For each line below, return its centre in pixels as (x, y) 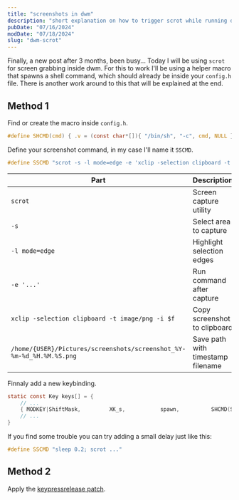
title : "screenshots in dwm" (51, 14)
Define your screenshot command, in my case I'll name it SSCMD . (100, 150)
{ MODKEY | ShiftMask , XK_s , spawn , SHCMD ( (126, 410)
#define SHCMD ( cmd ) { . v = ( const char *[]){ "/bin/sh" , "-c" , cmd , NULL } (121, 136)
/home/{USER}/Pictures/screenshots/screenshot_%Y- (99, 349)
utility (202, 209)
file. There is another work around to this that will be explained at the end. (116, 83)
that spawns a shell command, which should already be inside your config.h (119, 76)
